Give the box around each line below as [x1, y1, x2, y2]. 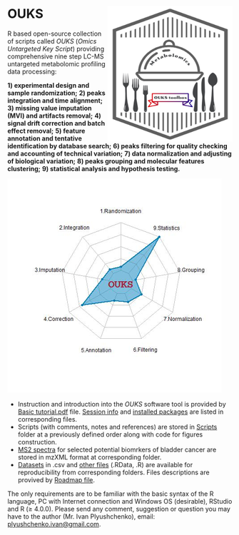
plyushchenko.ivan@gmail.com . [7, 519, 101, 528]
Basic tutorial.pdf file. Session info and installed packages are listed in [17, 407, 224, 416]
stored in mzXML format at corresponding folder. [17, 452, 162, 462]
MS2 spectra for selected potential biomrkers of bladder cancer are [17, 445, 217, 454]
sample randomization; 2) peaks [7, 88, 106, 97]
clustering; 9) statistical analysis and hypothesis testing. [7, 164, 180, 173]
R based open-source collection [7, 29, 102, 38]
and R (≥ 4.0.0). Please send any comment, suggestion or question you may [7, 504, 230, 513]
